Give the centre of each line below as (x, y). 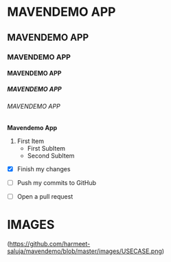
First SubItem (46, 148)
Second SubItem (51, 155)
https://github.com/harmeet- (50, 243)
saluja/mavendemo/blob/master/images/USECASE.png (85, 251)
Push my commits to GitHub (56, 182)
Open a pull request (45, 196)
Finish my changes (44, 168)
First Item (31, 141)
